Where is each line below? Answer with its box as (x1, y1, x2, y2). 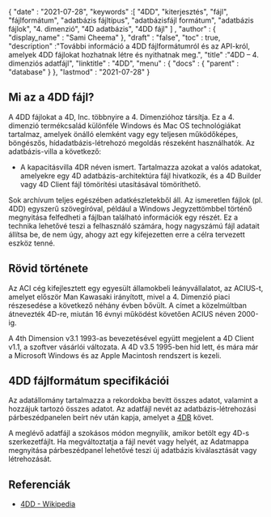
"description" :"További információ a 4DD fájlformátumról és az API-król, (8, 41, 251, 51)
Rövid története (8, 262, 89, 276)
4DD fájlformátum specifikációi (8, 374, 170, 388)
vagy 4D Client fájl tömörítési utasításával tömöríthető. (19, 179, 201, 189)
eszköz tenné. (8, 238, 55, 248)
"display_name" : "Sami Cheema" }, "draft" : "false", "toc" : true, (8, 32, 221, 42)
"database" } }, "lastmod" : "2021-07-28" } (8, 67, 150, 76)
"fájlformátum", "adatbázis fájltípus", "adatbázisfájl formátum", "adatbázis (8, 15, 254, 25)
